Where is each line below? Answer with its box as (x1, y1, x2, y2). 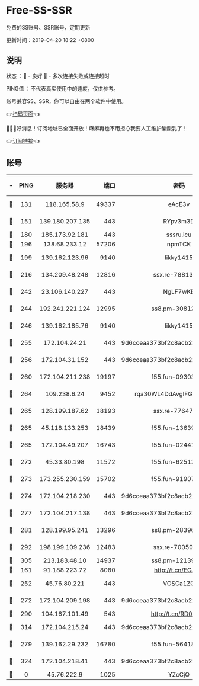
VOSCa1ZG (162, 579, 195, 587)
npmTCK (166, 240, 191, 248)
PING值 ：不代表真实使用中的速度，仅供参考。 (6, 85, 119, 92)
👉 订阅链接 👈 (6, 137, 40, 144)
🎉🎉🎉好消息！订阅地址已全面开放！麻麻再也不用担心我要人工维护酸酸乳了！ (6, 124, 188, 132)
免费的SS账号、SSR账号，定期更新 (6, 24, 91, 31)
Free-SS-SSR (6, 4, 72, 17)
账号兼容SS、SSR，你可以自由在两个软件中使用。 (6, 97, 127, 104)
